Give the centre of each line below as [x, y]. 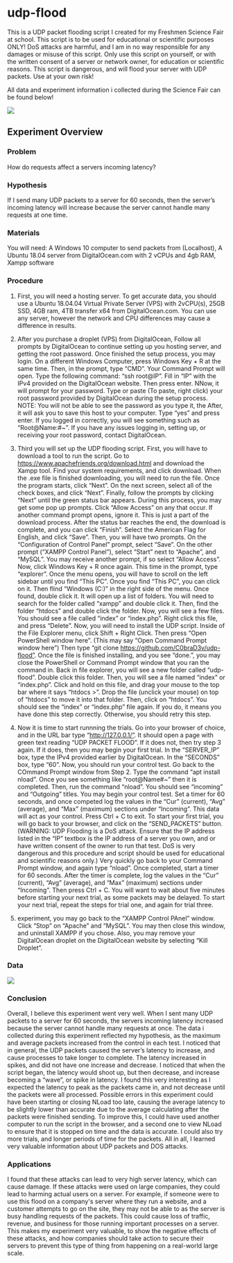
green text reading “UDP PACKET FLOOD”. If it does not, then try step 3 [119, 742]
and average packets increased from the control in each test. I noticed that [114, 1043]
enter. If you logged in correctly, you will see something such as [108, 420]
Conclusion [27, 998]
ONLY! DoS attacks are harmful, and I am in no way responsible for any [109, 47]
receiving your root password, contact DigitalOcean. [92, 435]
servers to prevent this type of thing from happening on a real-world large [113, 1246]
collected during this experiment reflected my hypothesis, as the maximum [114, 1036]
